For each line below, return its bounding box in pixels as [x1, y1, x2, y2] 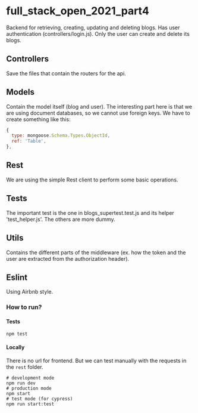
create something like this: [6, 115, 71, 123]
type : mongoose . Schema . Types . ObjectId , [11, 132, 111, 138]
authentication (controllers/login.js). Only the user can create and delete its [6, 30, 190, 37]
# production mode [6, 385, 52, 392]
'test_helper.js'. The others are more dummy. [6, 215, 116, 223]
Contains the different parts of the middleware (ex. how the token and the [6, 249, 186, 256]
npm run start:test [6, 401, 55, 407]
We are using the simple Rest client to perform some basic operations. [6, 176, 178, 183]
